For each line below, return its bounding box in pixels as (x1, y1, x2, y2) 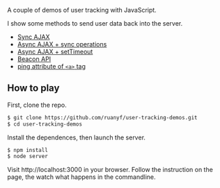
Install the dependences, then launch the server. (7, 133, 146, 142)
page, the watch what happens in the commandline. (7, 173, 156, 181)
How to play (7, 83, 60, 94)
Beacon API (17, 55, 52, 63)
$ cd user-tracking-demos (7, 121, 82, 128)
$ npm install (7, 146, 49, 153)
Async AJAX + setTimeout (17, 48, 93, 55)
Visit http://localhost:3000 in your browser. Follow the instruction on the (7, 166, 214, 174)
